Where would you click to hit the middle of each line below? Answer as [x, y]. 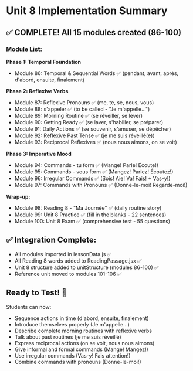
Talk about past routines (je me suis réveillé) [68, 337]
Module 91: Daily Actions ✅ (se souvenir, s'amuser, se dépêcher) [93, 129]
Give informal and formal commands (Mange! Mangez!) [81, 349]
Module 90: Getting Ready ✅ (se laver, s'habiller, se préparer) [89, 122]
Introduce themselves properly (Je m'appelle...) [72, 324]
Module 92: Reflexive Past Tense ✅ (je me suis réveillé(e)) [84, 135]
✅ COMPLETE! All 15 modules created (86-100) [94, 33]
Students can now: [29, 307]
